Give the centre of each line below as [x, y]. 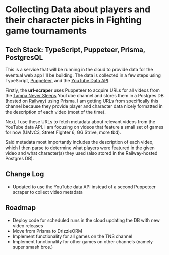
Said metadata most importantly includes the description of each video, [79, 142]
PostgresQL [24, 58]
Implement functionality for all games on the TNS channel [72, 236]
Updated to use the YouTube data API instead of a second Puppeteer [84, 187]
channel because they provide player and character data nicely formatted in [84, 106]
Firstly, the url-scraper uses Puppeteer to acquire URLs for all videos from [82, 90]
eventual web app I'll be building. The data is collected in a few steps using [83, 75]
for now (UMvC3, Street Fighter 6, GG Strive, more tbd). [63, 132]
